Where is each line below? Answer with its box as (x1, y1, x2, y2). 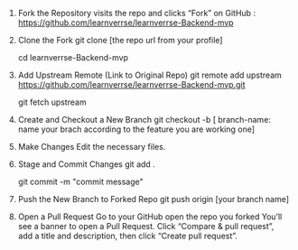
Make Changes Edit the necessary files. (17, 142, 166, 152)
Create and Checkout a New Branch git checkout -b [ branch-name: (17, 115, 271, 125)
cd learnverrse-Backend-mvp (17, 52, 129, 62)
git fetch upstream (17, 97, 88, 107)
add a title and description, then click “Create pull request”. (17, 230, 237, 241)
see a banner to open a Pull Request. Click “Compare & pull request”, (17, 221, 275, 231)
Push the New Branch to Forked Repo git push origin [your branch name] (17, 194, 290, 204)
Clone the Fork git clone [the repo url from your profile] (17, 35, 223, 45)
